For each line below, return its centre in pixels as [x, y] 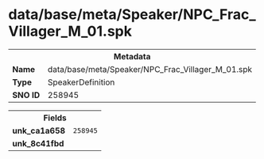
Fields [55, 118]
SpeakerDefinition [81, 82]
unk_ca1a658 [39, 131]
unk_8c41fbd [38, 143]
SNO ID [26, 95]
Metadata [132, 56]
